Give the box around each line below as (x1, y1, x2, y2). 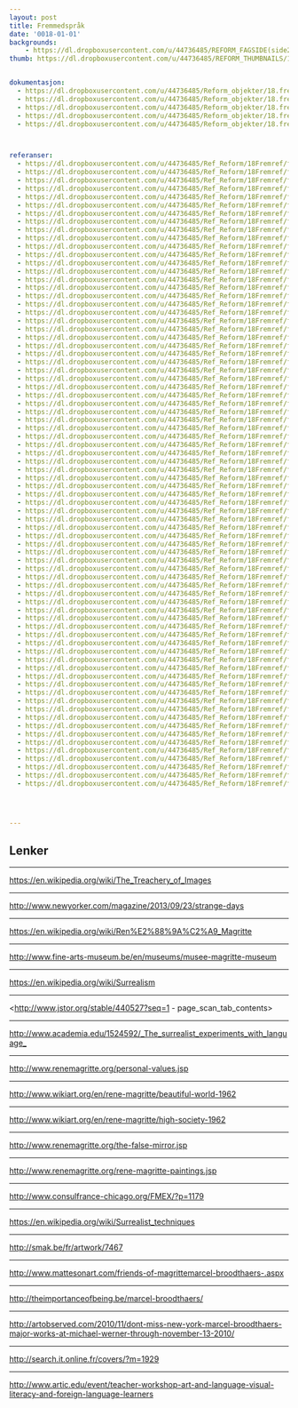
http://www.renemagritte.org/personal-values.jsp (9, 1063, 189, 1074)
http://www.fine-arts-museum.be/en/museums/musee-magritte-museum (9, 952, 278, 963)
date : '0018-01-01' (9, 29, 82, 38)
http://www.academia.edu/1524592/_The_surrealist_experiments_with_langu (9, 1028, 287, 1039)
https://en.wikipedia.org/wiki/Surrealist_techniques (9, 1217, 195, 1228)
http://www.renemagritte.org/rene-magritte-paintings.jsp (9, 1165, 217, 1176)
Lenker (9, 844, 49, 859)
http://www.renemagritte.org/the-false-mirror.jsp (9, 1140, 188, 1151)
